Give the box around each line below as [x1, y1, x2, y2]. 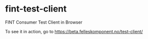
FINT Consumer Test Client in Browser [5, 19, 82, 25]
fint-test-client [5, 3, 67, 14]
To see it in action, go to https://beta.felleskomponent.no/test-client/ [5, 28, 143, 34]
